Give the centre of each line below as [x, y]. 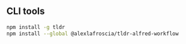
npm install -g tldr [36, 27]
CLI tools [26, 11]
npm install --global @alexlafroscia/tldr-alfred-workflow [93, 34]
